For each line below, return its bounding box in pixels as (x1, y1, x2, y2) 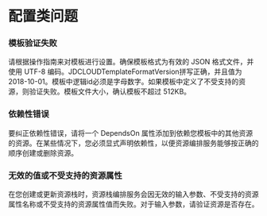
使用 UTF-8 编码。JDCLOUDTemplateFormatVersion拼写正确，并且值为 (8, 67, 242, 76)
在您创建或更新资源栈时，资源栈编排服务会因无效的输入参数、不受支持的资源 (8, 190, 259, 199)
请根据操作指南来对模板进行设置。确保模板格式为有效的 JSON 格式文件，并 (8, 57, 254, 67)
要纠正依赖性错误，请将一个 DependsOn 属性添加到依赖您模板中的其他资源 (8, 128, 253, 137)
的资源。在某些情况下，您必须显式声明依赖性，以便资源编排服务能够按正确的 (8, 138, 259, 148)
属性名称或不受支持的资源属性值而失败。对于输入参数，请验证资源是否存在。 (8, 199, 259, 209)
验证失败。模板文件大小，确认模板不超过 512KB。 (29, 87, 192, 96)
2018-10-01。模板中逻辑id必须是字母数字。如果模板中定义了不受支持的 (8, 77, 239, 87)
